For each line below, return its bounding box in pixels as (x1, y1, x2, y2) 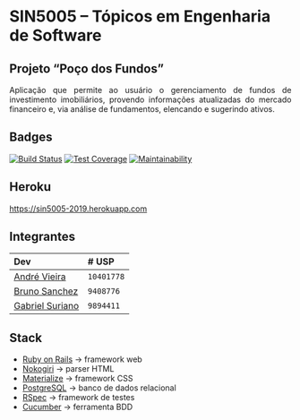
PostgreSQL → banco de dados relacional (21, 382, 176, 393)
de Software (9, 25, 102, 46)
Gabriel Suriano (13, 300, 80, 313)
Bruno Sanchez (13, 285, 79, 297)
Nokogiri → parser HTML (21, 364, 115, 374)
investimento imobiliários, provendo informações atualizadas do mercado (9, 94, 292, 105)
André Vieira (13, 270, 66, 283)
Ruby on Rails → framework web (21, 354, 143, 364)
